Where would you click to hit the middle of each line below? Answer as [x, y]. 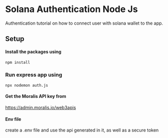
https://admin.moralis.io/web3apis [41, 108]
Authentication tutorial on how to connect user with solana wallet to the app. [84, 23]
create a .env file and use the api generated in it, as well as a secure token [82, 130]
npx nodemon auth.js [27, 85]
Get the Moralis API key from [36, 96]
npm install [18, 62]
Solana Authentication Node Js [72, 9]
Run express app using [34, 75]
